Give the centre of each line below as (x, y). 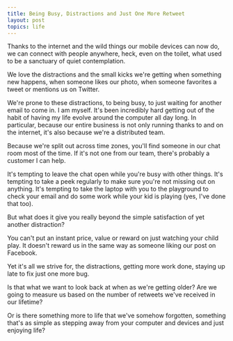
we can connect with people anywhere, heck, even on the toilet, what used (115, 54)
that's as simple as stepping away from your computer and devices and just (116, 323)
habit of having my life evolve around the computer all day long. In (102, 118)
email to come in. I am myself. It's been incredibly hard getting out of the (111, 110)
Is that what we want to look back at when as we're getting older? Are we (112, 287)
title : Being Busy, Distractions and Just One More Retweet (96, 14)
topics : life (26, 26)
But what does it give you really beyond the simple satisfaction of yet (106, 217)
